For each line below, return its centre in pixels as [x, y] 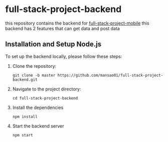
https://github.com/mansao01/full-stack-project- [110, 75]
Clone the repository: [34, 66]
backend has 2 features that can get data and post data [63, 28]
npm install [25, 116]
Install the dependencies [38, 107]
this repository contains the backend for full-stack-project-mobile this [77, 23]
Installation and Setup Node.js [53, 44]
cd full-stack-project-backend [45, 98]
